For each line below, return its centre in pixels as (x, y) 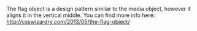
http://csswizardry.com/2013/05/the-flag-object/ (68, 22)
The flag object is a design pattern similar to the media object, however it (99, 9)
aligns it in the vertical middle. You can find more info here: (81, 15)
